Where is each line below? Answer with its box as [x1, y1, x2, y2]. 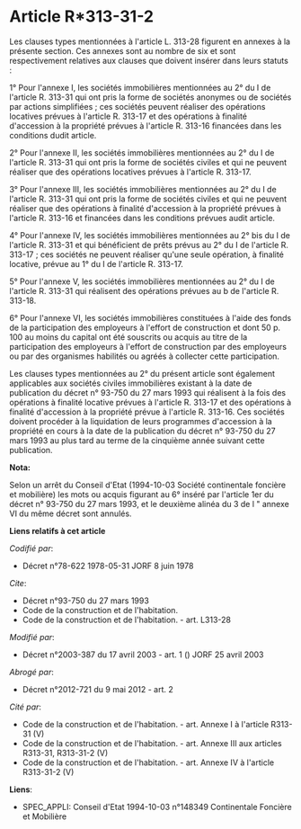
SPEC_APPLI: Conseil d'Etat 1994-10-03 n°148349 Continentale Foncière [22, 801, 292, 812]
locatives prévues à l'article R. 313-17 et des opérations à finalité [9, 111, 247, 121]
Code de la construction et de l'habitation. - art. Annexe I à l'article [22, 718, 270, 729]
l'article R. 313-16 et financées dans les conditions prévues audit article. [9, 212, 276, 223]
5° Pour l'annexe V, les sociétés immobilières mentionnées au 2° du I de [9, 276, 276, 287]
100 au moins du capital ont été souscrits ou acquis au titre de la [9, 331, 248, 343]
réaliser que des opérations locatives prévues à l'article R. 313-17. [9, 166, 252, 177]
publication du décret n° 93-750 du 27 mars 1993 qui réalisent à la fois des [9, 387, 286, 397]
